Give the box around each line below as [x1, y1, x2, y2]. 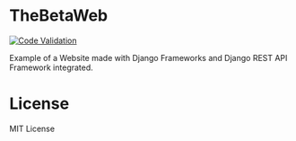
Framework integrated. [9, 62, 94, 73]
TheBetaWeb [9, 5, 109, 26]
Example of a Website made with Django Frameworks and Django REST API [9, 52, 288, 63]
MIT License [9, 123, 56, 134]
